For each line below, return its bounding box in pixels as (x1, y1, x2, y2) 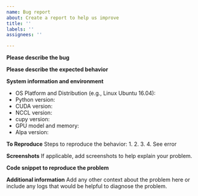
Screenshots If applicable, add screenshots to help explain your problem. (6, 153, 192, 160)
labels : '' (6, 26, 34, 32)
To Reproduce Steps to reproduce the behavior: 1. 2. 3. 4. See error (6, 140, 177, 148)
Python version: (15, 96, 55, 104)
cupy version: (15, 116, 50, 123)
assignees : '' (6, 32, 43, 38)
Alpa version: (15, 129, 49, 136)
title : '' (6, 20, 32, 26)
